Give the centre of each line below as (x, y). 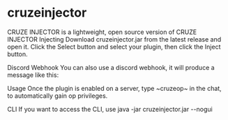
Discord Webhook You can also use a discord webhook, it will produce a (111, 67)
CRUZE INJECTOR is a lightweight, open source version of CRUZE (102, 32)
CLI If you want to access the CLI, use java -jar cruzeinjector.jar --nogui (110, 109)
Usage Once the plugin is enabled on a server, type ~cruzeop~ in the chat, (114, 88)
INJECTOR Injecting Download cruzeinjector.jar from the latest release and (114, 39)
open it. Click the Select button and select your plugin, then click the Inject (114, 46)
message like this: (33, 75)
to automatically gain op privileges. (58, 96)
